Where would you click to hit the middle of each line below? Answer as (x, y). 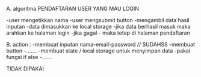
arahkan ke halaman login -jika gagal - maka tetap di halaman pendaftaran (98, 33)
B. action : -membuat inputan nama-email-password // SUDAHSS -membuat (101, 44)
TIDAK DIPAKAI (25, 69)
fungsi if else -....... (29, 57)
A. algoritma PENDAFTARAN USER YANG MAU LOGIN (73, 9)
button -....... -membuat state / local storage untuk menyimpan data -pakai (98, 51)
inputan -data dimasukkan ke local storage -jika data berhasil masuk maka (98, 27)
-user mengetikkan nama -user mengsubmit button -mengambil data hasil (98, 20)
